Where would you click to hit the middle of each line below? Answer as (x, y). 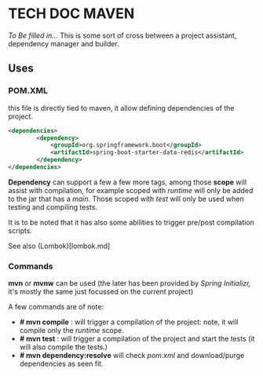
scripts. (20, 230)
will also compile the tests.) (64, 347)
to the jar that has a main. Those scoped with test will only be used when (126, 199)
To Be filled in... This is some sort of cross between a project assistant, (122, 35)
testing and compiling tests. (53, 207)
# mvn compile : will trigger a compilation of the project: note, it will (129, 322)
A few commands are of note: (56, 307)
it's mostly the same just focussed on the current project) (101, 292)
